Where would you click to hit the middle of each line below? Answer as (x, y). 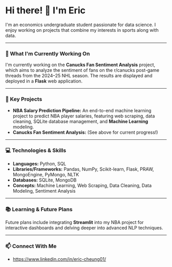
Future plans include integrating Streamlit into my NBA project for (75, 222)
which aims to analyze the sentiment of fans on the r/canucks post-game (82, 70)
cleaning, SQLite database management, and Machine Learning (80, 121)
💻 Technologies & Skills (36, 151)
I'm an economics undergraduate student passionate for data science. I (81, 25)
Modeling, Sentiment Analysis (44, 191)
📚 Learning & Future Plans (39, 209)
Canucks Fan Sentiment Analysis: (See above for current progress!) (85, 132)
